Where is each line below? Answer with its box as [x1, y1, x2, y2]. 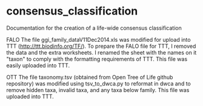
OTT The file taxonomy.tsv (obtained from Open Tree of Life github [6, 73, 173, 81]
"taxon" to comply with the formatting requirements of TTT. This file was [6, 55, 188, 62]
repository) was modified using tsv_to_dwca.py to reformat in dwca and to [6, 80, 191, 87]
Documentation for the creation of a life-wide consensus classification [6, 24, 182, 31]
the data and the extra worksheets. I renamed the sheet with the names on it [6, 48, 197, 56]
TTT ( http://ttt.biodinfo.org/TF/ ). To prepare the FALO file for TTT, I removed [6, 42, 196, 50]
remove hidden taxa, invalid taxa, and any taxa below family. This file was [6, 86, 190, 93]
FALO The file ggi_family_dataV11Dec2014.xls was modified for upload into [6, 36, 191, 43]
